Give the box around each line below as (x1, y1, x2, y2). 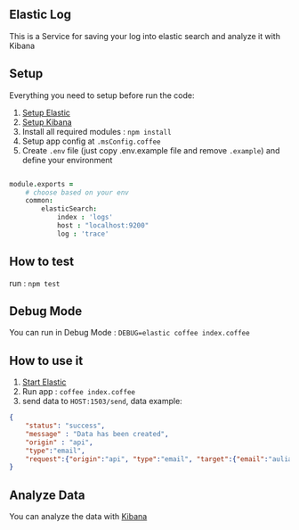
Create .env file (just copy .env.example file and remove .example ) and (21, 145, 280, 155)
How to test (9, 254, 74, 269)
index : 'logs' (56, 213, 114, 222)
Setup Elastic (21, 107, 71, 118)
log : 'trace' (56, 229, 109, 238)
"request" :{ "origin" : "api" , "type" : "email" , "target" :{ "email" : (25, 454, 269, 463)
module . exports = (9, 179, 74, 188)
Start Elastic (21, 377, 67, 387)
